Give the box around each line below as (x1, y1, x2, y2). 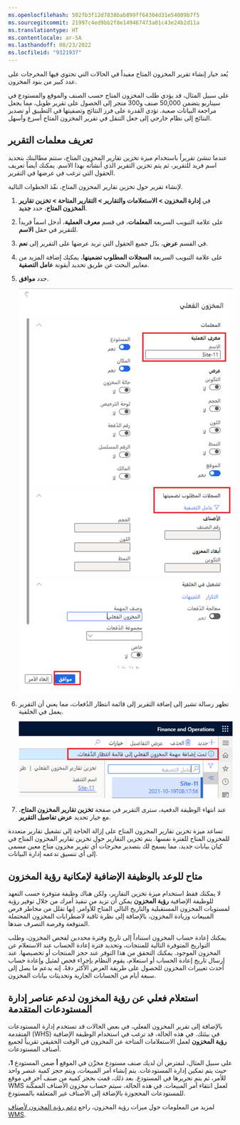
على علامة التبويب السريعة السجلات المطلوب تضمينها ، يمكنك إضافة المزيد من (18, 253, 223, 261)
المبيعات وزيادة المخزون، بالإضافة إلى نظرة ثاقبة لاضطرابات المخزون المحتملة (8, 912, 214, 920)
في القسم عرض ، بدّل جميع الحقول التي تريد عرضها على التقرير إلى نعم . (18, 239, 209, 248)
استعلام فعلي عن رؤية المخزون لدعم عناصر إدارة (8, 992, 199, 1004)
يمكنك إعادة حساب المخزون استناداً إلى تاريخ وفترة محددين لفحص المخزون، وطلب (8, 933, 226, 942)
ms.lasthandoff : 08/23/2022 (8, 41, 92, 49)
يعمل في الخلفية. (18, 707, 64, 716)
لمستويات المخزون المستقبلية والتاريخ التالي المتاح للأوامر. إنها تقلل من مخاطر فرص (8, 905, 230, 913)
